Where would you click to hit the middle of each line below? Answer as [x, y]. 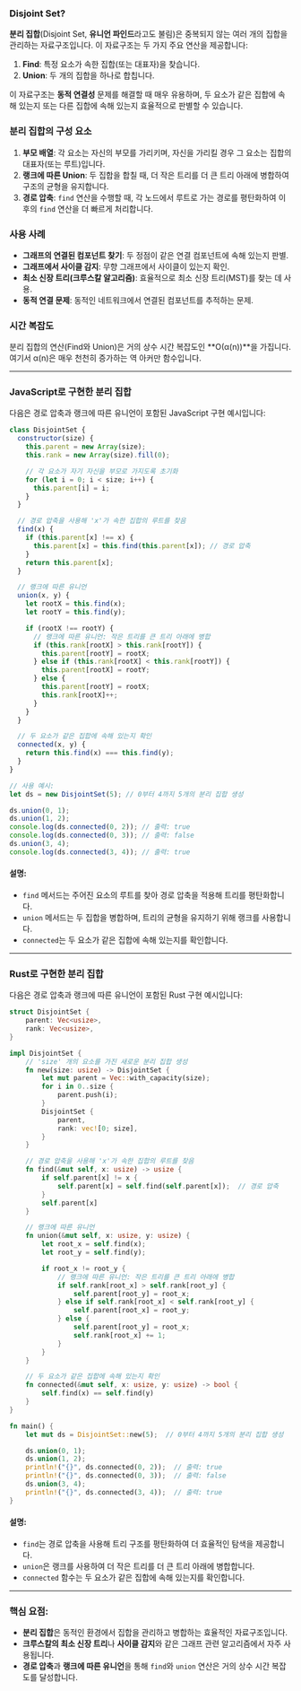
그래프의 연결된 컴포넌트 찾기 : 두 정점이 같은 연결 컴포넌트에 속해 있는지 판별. [155, 255]
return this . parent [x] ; [70, 562]
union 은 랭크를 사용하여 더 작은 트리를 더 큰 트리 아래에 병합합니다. [138, 1566]
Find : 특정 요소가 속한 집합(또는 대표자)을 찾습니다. [111, 65]
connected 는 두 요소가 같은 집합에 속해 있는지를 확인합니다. [125, 940]
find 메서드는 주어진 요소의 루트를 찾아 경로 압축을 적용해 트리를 [134, 895]
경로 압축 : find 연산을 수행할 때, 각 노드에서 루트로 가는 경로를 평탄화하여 [149, 197]
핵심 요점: [29, 1611]
